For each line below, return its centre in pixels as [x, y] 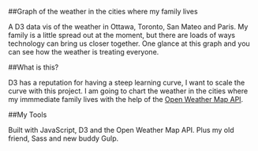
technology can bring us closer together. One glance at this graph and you [129, 43]
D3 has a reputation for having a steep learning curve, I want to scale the [127, 83]
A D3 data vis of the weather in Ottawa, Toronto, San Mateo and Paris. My [128, 26]
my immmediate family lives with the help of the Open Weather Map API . [126, 99]
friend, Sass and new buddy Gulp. [64, 138]
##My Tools [28, 115]
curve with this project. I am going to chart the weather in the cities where [128, 91]
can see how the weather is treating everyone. [84, 52]
